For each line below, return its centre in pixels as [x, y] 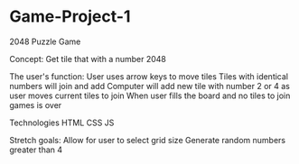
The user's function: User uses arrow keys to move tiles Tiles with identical [149, 76]
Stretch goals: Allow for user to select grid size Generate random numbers [148, 140]
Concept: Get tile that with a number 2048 [88, 59]
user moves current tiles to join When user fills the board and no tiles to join [150, 96]
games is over [36, 105]
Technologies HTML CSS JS [62, 123]
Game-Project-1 [70, 17]
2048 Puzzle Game [45, 41]
